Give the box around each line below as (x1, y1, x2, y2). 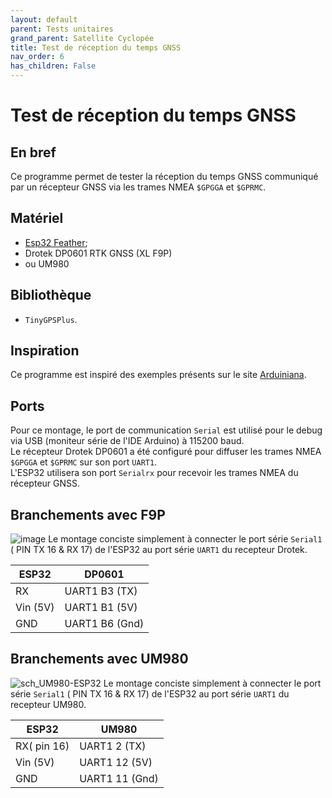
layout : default (10, 14, 78, 25)
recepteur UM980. (10, 698, 87, 710)
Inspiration (10, 342, 80, 360)
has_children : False (10, 61, 97, 71)
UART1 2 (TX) (79, 739, 147, 753)
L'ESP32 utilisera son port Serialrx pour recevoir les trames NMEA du (10, 467, 299, 479)
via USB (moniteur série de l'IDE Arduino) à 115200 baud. (10, 435, 245, 447)
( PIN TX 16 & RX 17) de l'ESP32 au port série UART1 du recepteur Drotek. (10, 544, 308, 556)
